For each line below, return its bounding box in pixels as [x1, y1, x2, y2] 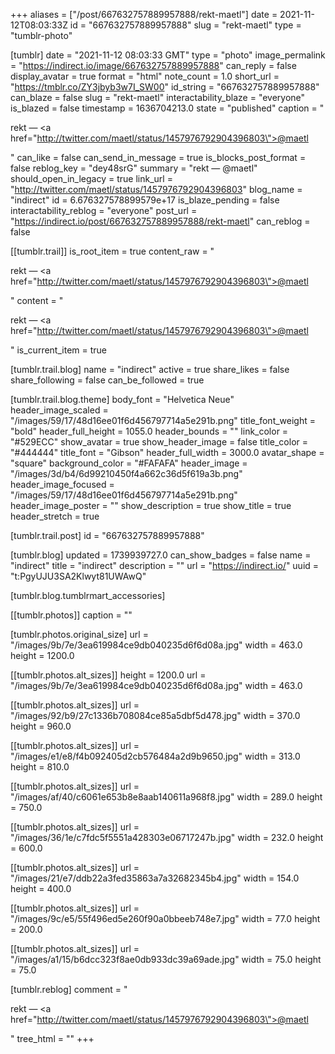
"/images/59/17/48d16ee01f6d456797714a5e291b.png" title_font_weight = [10, 415, 317, 426]
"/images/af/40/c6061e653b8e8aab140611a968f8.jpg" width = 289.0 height [10, 791, 323, 803]
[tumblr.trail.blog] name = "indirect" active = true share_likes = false [10, 364, 290, 375]
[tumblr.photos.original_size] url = [10, 629, 149, 640]
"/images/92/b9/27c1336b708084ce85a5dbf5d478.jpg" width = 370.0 [10, 710, 301, 721]
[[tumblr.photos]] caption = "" [10, 609, 133, 621]
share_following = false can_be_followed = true [10, 374, 205, 386]
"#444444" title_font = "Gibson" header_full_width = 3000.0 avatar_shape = [10, 447, 325, 458]
